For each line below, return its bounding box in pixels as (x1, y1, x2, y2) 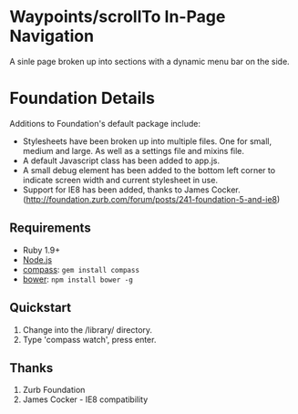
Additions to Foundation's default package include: (9, 118, 201, 129)
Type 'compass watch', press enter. (22, 334, 157, 345)
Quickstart (9, 300, 72, 316)
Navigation (9, 26, 94, 47)
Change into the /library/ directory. (22, 324, 153, 335)
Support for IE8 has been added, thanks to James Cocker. (22, 184, 241, 195)
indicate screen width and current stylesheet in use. (22, 174, 219, 185)
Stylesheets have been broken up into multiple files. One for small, (22, 135, 272, 147)
